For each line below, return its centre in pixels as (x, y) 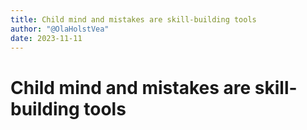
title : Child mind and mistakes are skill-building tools (133, 19)
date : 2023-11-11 (46, 38)
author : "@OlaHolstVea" (60, 29)
